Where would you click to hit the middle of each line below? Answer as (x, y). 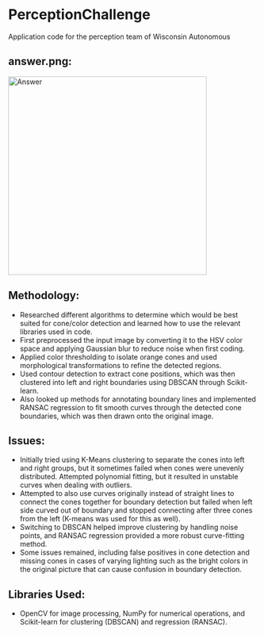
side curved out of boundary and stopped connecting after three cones (136, 510)
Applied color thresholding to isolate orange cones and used (119, 357)
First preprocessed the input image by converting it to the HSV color (131, 340)
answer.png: (40, 61)
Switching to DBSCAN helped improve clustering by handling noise (129, 527)
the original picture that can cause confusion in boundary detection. (130, 570)
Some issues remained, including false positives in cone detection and (134, 552)
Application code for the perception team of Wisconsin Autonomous (119, 37)
